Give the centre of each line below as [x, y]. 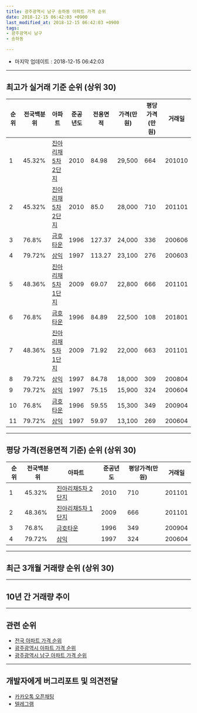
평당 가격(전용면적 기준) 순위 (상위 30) [71, 450]
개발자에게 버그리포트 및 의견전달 [62, 681]
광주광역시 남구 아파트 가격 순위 [50, 655]
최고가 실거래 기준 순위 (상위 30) [61, 87]
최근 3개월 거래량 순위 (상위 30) [60, 568]
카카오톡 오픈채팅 [34, 696]
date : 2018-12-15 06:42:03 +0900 [47, 17]
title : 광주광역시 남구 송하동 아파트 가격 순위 [56, 11]
